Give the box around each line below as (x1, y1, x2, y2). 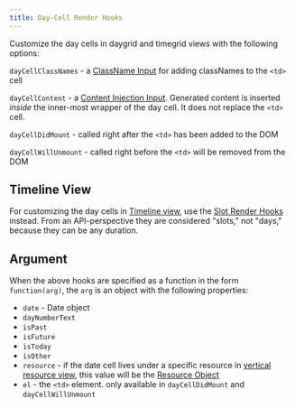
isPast (22, 323, 48, 332)
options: (9, 47, 41, 59)
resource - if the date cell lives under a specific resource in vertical (22, 360, 272, 371)
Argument (9, 251, 68, 266)
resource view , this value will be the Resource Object (22, 369, 219, 380)
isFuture (22, 333, 56, 342)
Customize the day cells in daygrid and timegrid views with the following (9, 38, 278, 49)
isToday (22, 342, 51, 352)
